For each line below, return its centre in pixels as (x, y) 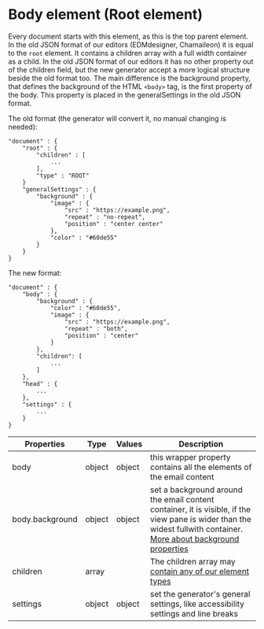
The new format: (35, 272)
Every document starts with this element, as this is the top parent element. (128, 36)
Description (201, 444)
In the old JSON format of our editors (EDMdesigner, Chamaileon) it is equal (131, 44)
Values (129, 444)
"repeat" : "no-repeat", (105, 217)
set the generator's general (200, 594)
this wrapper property (190, 457)
